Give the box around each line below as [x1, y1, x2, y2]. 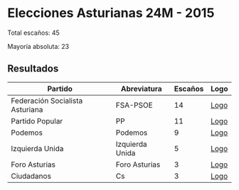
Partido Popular [11, 116, 63, 125]
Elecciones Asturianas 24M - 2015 [7, 5, 215, 21]
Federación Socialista [11, 96, 83, 106]
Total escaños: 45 [7, 28, 60, 37]
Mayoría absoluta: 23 [7, 42, 70, 50]
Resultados [7, 62, 59, 75]
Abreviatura [120, 84, 162, 94]
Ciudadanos [11, 171, 52, 181]
